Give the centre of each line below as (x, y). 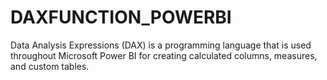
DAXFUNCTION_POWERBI (121, 17)
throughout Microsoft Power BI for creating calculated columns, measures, (164, 55)
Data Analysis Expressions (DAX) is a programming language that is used (161, 45)
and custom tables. (50, 66)
